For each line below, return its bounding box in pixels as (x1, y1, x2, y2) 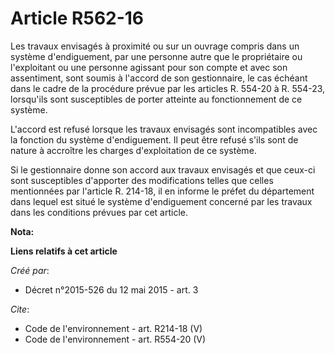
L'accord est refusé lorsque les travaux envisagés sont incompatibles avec (10, 123, 318, 135)
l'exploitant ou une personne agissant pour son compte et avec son (10, 61, 288, 73)
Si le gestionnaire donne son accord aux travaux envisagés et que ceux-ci (10, 163, 316, 176)
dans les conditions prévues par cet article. (10, 206, 188, 218)
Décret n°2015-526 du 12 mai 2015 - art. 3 (24, 283, 199, 296)
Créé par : (10, 264, 50, 276)
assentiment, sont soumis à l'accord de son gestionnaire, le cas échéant (10, 72, 308, 84)
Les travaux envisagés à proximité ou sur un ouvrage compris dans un (10, 40, 300, 52)
